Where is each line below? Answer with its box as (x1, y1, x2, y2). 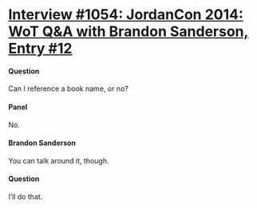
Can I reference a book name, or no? (8, 84, 129, 93)
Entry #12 (8, 40, 73, 57)
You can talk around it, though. (8, 155, 109, 165)
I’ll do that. (8, 192, 43, 201)
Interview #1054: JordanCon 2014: (8, 6, 243, 24)
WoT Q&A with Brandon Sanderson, (8, 22, 249, 41)
